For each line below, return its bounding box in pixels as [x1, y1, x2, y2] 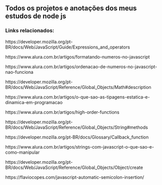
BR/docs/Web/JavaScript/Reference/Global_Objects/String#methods [5, 124, 148, 130]
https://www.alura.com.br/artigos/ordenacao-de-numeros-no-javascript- [5, 63, 157, 70]
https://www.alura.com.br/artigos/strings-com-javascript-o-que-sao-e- [5, 144, 154, 150]
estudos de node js [5, 12, 67, 21]
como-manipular [5, 149, 40, 155]
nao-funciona [5, 69, 34, 75]
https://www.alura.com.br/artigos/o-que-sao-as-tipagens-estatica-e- [5, 94, 150, 100]
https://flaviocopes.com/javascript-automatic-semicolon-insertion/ [5, 174, 144, 180]
